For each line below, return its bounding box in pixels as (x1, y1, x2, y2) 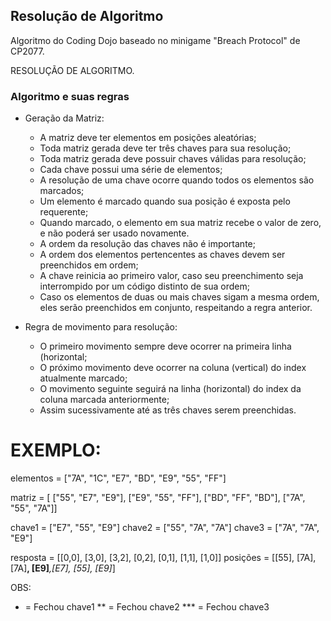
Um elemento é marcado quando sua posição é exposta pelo (39, 195, 291, 208)
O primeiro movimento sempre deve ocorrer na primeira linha (39, 340, 292, 353)
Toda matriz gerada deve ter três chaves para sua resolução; (39, 142, 292, 154)
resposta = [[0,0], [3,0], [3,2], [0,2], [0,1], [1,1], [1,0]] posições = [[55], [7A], (10, 552, 317, 564)
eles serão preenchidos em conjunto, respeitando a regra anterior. (39, 302, 313, 314)
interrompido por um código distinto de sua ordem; (39, 280, 251, 293)
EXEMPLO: (10, 439, 102, 462)
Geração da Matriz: (24, 112, 105, 124)
